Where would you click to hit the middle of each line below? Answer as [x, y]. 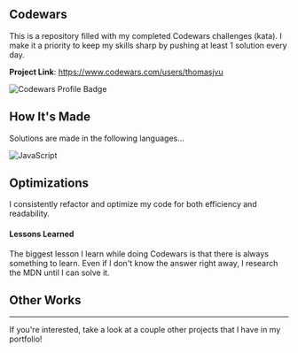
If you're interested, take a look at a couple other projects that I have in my [145, 330]
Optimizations [49, 184]
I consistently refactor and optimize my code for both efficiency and [133, 204]
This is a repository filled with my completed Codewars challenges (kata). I [145, 35]
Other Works [45, 300]
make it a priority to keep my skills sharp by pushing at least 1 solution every [148, 45]
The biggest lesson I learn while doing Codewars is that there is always [139, 253]
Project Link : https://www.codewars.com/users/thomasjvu [116, 72]
